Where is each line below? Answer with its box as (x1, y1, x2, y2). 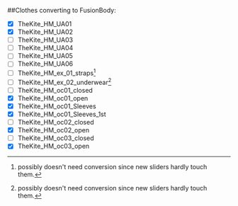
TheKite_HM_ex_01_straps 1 (17, 67, 96, 77)
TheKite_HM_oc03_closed (17, 134, 94, 142)
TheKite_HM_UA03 (17, 35, 73, 45)
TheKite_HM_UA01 (17, 20, 72, 28)
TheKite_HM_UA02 (17, 28, 73, 36)
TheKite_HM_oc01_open (17, 93, 89, 102)
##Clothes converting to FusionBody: (7, 6, 116, 14)
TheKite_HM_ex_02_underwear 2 (17, 77, 112, 86)
